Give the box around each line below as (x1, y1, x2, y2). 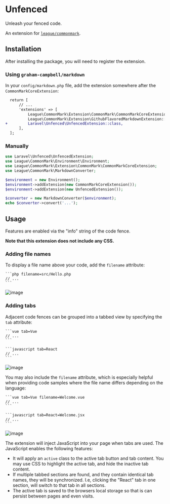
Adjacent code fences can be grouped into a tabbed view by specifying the (5, 314, 162, 320)
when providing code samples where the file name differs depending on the (5, 379, 163, 385)
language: (5, 385, 26, 391)
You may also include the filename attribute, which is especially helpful (5, 374, 153, 380)
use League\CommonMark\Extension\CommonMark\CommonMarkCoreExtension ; (5, 164, 157, 169)
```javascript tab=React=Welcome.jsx (5, 412, 85, 417)
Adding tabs (5, 302, 36, 309)
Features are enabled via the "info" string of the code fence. (5, 228, 131, 234)
